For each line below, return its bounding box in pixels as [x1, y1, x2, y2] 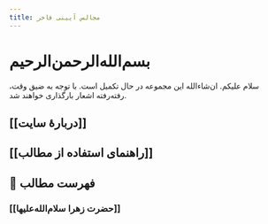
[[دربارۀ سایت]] [9, 115, 87, 130]
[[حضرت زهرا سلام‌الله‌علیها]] [9, 202, 121, 214]
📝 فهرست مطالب [9, 175, 96, 190]
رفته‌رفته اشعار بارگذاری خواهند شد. [9, 89, 126, 100]
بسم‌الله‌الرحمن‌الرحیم [9, 50, 150, 71]
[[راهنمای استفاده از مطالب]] [9, 145, 153, 160]
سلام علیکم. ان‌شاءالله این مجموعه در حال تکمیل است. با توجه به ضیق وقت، [9, 81, 259, 91]
